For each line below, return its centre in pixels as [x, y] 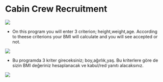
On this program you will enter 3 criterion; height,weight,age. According [85, 31]
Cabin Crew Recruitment [56, 9]
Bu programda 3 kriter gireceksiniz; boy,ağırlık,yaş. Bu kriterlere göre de [85, 60]
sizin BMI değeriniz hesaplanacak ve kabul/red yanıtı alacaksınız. [78, 65]
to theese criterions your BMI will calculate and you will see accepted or [85, 36]
